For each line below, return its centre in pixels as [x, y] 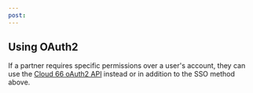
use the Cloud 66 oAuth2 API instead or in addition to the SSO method [122, 74]
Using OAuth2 [43, 47]
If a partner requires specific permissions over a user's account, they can [127, 66]
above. [19, 82]
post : [17, 15]
